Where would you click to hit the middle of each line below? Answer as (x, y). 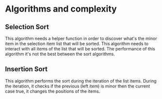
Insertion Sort (26, 69)
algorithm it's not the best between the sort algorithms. (60, 54)
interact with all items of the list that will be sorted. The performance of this (80, 49)
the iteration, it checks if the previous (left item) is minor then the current (78, 86)
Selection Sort (27, 27)
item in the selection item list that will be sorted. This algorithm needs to (77, 44)
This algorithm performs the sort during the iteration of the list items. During (81, 81)
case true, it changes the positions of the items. (53, 91)
